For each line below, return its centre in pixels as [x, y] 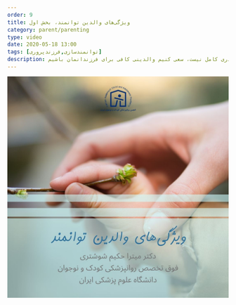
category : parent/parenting [48, 30]
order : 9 [20, 15]
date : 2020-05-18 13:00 [42, 45]
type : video [25, 37]
